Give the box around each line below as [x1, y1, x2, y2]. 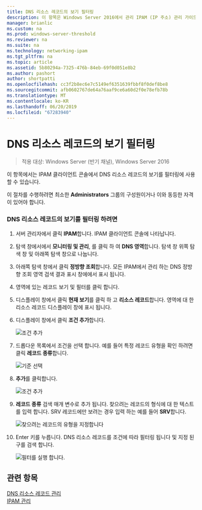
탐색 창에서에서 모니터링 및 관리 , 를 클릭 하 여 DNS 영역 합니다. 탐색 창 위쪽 [15, 243, 189, 250]
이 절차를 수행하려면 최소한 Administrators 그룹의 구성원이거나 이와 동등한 [7, 191, 183, 198]
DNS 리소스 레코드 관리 [7, 490, 62, 497]
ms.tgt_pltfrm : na [7, 53, 53, 59]
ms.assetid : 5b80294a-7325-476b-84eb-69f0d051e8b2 [7, 64, 136, 71]
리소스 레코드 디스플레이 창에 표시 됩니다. [15, 303, 112, 311]
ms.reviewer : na [7, 37, 47, 43]
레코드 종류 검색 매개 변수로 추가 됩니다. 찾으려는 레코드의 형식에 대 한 [15, 400, 179, 407]
